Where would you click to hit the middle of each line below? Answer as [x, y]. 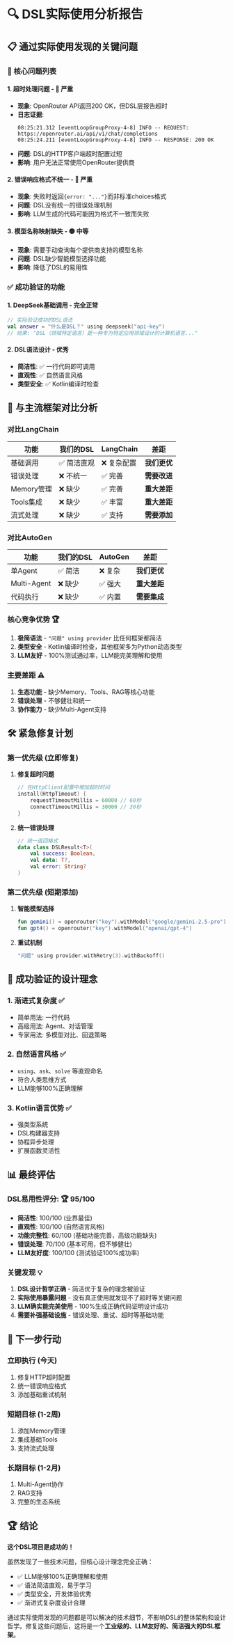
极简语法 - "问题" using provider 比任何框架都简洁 [89, 638]
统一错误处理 [35, 827]
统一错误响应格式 [42, 1385]
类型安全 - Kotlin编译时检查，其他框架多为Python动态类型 [99, 647]
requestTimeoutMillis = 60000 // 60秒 [86, 801]
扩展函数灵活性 [39, 1151]
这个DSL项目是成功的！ [41, 1547]
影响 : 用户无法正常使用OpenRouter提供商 [76, 162]
